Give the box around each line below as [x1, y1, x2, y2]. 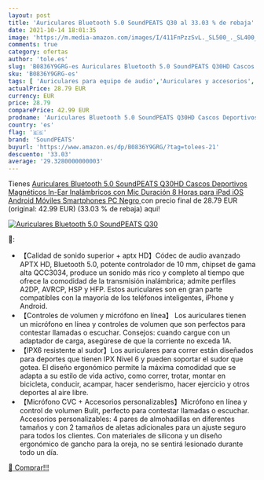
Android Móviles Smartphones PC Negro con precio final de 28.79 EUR [8, 196, 238, 205]
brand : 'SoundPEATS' [8, 135, 76, 144]
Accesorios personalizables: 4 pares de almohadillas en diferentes [19, 414, 236, 424]
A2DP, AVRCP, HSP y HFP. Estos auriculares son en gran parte [19, 284, 222, 295]
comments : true [8, 41, 58, 49]
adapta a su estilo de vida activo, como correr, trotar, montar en [19, 371, 226, 381]
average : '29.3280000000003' [8, 158, 104, 166]
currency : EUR [8, 92, 55, 100]
